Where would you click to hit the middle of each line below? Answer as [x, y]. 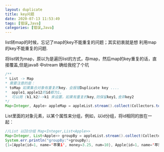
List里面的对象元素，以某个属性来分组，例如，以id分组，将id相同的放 [74, 116]
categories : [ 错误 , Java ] [30, 28]
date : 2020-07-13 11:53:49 [32, 19]
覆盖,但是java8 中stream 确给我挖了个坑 [49, 65]
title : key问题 [20, 14]
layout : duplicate [24, 10]
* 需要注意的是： [20, 83]
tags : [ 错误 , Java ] [23, 23]
